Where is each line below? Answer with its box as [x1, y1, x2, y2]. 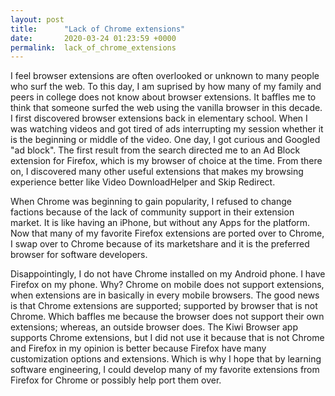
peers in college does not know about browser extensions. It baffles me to [10, 91, 317, 103]
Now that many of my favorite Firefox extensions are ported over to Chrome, [10, 227, 325, 240]
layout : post [10, 14, 65, 25]
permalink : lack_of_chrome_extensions [10, 42, 177, 53]
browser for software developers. [10, 249, 148, 261]
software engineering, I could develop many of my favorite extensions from [10, 364, 320, 376]
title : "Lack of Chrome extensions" [10, 24, 186, 34]
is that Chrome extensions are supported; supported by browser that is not [10, 300, 318, 312]
